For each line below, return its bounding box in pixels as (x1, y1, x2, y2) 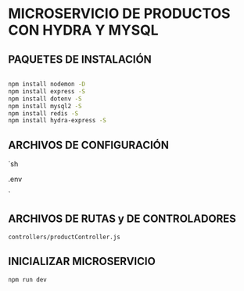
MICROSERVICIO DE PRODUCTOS (8, 5, 231, 23)
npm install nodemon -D (8, 80, 86, 88)
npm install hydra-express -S (8, 117, 107, 125)
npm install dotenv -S (8, 95, 82, 103)
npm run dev (8, 275, 47, 283)
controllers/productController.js (8, 233, 121, 241)
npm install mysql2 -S (8, 102, 82, 110)
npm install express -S (8, 87, 86, 95)
